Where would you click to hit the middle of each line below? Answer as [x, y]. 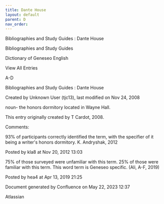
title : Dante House [26, 10]
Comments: [17, 127]
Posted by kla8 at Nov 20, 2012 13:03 [44, 152]
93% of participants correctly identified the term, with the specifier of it [79, 137]
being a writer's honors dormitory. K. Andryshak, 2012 [61, 142]
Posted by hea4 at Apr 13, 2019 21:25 [44, 177]
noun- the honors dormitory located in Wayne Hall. [58, 108]
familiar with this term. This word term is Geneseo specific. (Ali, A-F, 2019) [83, 167]
